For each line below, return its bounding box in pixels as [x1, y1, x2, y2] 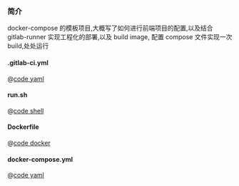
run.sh [7, 91, 28, 99]
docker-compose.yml [7, 155, 73, 163]
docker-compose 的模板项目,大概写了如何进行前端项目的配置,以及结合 [7, 24, 213, 33]
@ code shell [7, 106, 44, 115]
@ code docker [7, 138, 51, 147]
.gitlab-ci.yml [7, 58, 49, 67]
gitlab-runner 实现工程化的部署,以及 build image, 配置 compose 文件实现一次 [7, 33, 233, 41]
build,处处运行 [7, 41, 49, 51]
